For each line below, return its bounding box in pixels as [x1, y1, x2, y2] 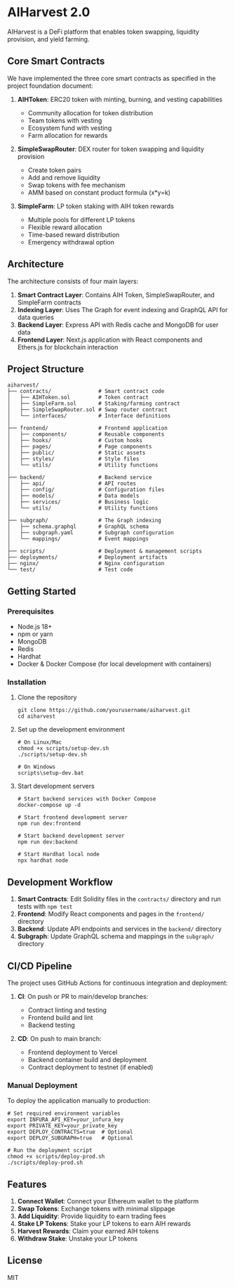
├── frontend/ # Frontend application [7, 425, 168, 432]
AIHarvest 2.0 [7, 4, 90, 20]
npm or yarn [17, 630, 53, 638]
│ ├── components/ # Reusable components [7, 431, 165, 438]
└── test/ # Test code [7, 567, 133, 574]
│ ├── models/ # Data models [7, 493, 140, 500]
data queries [17, 313, 55, 321]
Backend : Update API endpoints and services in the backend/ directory [17, 925, 222, 933]
